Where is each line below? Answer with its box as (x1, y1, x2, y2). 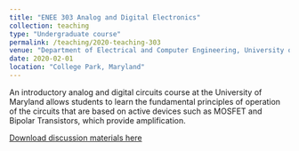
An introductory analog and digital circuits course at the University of (9, 86, 263, 98)
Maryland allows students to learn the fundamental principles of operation (9, 96, 281, 107)
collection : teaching (9, 21, 90, 30)
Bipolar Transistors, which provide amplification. (9, 115, 186, 125)
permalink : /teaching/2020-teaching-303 (9, 37, 162, 47)
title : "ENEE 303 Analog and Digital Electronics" (9, 12, 201, 22)
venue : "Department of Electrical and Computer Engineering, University (9, 46, 285, 55)
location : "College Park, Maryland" (9, 63, 145, 72)
